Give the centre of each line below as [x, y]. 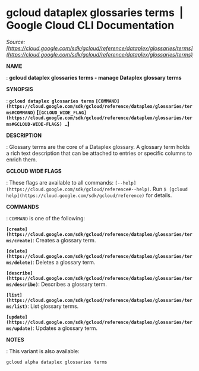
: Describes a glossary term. [72, 284]
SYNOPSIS [20, 89]
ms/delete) [20, 263]
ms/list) [17, 307]
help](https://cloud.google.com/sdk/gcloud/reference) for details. [89, 195]
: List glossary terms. [53, 306]
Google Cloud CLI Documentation [90, 25]
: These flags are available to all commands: [60, 182]
